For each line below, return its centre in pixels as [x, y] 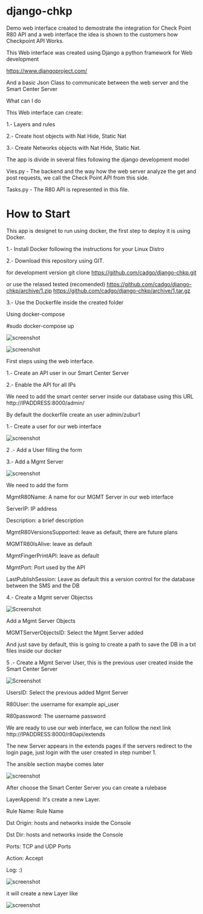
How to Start [38, 214]
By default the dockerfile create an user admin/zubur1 [73, 414]
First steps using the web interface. [50, 361]
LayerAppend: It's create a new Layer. [53, 799]
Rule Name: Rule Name [35, 811]
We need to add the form [37, 485]
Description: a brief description [45, 520]
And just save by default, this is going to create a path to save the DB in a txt [101, 644]
